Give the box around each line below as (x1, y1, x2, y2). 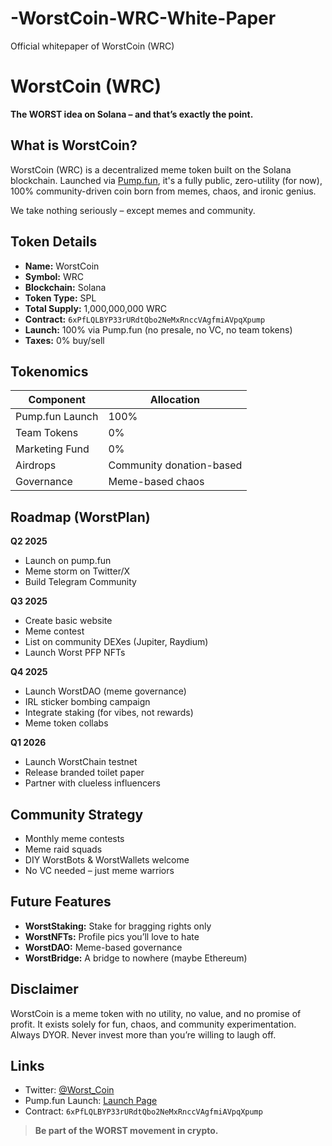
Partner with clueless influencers (24, 777, 161, 789)
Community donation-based (108, 458, 243, 472)
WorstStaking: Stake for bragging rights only (24, 920, 212, 932)
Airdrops (15, 458, 57, 472)
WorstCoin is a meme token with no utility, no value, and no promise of (10, 1007, 302, 1019)
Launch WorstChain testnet (24, 756, 138, 768)
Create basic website (24, 615, 113, 627)
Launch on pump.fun (24, 555, 112, 567)
